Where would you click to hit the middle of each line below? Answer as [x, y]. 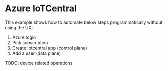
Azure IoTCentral [41, 9]
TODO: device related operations [39, 63]
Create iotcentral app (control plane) [50, 48]
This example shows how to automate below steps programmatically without [84, 22]
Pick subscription [30, 42]
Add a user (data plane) [37, 53]
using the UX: [19, 27]
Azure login [24, 37]
